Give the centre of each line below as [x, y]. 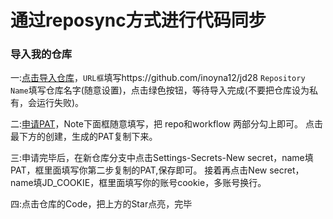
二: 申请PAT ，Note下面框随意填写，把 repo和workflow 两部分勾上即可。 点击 [166, 124]
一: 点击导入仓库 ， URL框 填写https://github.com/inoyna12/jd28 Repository [158, 78]
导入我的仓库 [41, 54]
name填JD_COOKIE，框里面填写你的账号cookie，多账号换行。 [138, 183]
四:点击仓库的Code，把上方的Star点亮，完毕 [101, 204]
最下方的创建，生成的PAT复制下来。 [84, 137]
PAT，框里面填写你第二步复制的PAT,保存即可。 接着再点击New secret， [157, 170]
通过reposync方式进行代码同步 [138, 20]
